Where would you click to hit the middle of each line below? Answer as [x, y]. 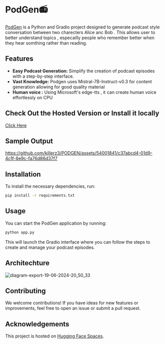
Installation [23, 174]
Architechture [27, 263]
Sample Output [29, 141]
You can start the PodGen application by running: [56, 223]
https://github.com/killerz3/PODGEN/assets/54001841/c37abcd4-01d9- [79, 153]
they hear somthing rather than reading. [46, 43]
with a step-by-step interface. [43, 76]
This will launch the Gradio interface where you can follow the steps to [78, 242]
